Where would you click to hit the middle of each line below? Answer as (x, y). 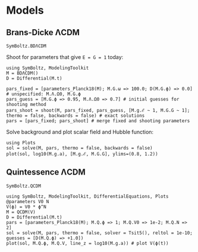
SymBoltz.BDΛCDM (26, 46)
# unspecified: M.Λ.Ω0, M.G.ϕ (44, 94)
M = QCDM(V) (21, 212)
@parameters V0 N (28, 201)
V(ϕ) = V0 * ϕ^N (26, 207)
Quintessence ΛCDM (46, 172)
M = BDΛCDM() (22, 73)
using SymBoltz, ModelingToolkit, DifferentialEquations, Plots (87, 196)
